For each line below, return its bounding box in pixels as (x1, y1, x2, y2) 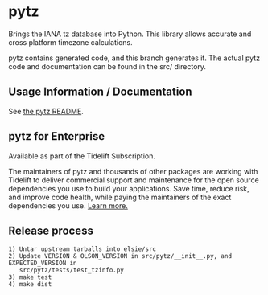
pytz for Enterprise (8, 129, 105, 143)
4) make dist (8, 281, 52, 289)
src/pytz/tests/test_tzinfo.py (19, 266, 125, 275)
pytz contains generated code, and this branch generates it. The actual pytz (8, 53, 260, 63)
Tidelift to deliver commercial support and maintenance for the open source (8, 175, 259, 185)
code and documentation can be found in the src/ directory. (8, 61, 207, 71)
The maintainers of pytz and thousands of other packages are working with (8, 166, 258, 176)
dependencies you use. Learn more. (8, 200, 129, 211)
